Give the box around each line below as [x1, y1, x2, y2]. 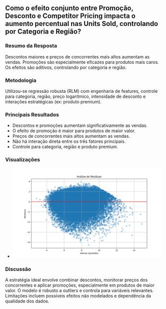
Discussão [5, 266, 31, 273]
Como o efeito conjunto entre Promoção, [5, 4, 134, 12]
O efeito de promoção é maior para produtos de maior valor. [12, 128, 136, 134]
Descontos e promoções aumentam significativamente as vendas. [12, 122, 148, 129]
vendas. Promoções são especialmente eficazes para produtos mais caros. [5, 59, 159, 65]
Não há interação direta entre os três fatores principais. [12, 138, 126, 144]
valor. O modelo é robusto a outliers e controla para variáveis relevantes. [5, 287, 154, 294]
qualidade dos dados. [5, 298, 50, 304]
